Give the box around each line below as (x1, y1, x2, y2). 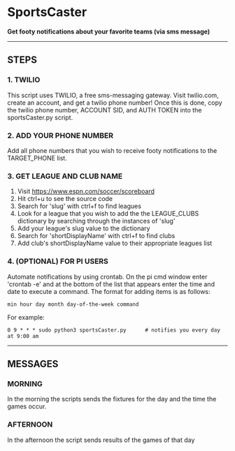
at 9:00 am (7, 332, 39, 339)
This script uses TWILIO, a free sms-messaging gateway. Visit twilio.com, (7, 91, 219, 99)
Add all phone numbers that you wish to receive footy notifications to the (7, 146, 218, 154)
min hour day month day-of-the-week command (7, 301, 139, 308)
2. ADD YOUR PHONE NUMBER (7, 131, 114, 140)
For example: (7, 313, 45, 321)
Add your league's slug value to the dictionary (17, 224, 150, 232)
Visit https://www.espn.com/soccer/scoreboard (17, 187, 155, 195)
